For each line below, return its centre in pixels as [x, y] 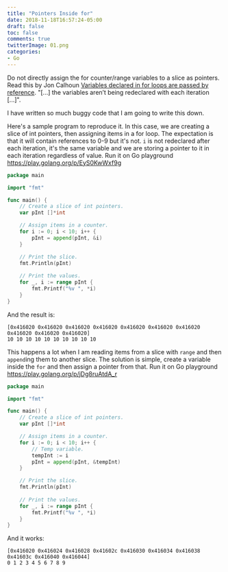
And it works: [26, 538]
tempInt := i [50, 455]
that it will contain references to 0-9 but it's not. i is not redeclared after [109, 141]
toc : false [23, 33]
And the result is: [31, 314]
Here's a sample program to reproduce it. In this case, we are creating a [109, 126]
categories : [24, 52]
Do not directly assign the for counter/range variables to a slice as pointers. [113, 78]
